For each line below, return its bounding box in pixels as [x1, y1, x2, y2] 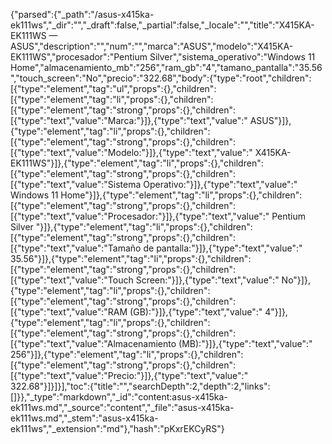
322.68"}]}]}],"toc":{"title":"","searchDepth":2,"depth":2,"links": [10, 380, 271, 392]
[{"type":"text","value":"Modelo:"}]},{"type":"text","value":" [10, 147, 253, 158]
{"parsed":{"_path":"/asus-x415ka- [10, 9, 155, 20]
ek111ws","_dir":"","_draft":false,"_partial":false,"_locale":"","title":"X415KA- [10, 19, 315, 31]
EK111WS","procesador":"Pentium [10, 51, 148, 63]
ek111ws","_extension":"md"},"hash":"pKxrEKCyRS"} [10, 423, 225, 434]
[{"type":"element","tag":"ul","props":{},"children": [10, 83, 217, 94]
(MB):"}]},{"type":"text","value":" [178, 338, 313, 349]
